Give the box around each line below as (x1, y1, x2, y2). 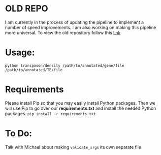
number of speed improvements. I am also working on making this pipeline (5, 24, 157, 30)
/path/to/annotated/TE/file (5, 67, 63, 72)
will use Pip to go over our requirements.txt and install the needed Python (5, 105, 156, 111)
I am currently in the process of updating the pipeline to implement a (5, 19, 144, 25)
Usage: (5, 47, 35, 58)
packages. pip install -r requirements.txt (5, 110, 96, 116)
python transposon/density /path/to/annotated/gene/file (5, 63, 125, 68)
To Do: (5, 128, 32, 139)
